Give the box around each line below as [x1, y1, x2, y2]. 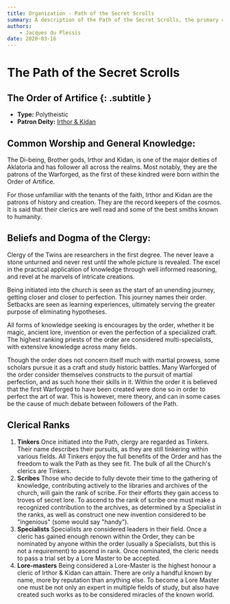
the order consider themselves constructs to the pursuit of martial [7, 370, 193, 379]
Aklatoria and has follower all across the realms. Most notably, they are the [7, 162, 218, 171]
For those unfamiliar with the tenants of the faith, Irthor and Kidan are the [7, 190, 213, 199]
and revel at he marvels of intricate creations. [7, 272, 135, 281]
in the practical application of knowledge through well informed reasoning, [7, 265, 218, 273]
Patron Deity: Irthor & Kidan [16, 118, 97, 126]
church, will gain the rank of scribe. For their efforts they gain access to [16, 488, 219, 496]
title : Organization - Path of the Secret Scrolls [7, 10, 155, 17]
